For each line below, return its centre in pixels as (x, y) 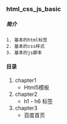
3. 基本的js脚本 (24, 53)
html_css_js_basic (34, 9)
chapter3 (26, 108)
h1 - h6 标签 (38, 101)
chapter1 (26, 80)
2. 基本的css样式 (25, 46)
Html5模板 (36, 87)
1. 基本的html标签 (27, 40)
